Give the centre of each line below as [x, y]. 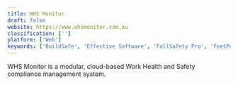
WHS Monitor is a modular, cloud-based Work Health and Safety [101, 66]
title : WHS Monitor [36, 14]
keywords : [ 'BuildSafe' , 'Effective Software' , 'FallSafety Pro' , [107, 46]
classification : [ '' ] [39, 33]
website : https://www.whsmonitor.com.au [68, 27]
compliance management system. [57, 74]
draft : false [27, 20]
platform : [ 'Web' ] [34, 40]
